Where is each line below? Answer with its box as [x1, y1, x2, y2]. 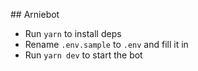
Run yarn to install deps [24, 28, 122, 39]
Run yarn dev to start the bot [24, 49, 143, 61]
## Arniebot [10, 9, 60, 20]
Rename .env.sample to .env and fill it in [24, 39, 189, 50]
